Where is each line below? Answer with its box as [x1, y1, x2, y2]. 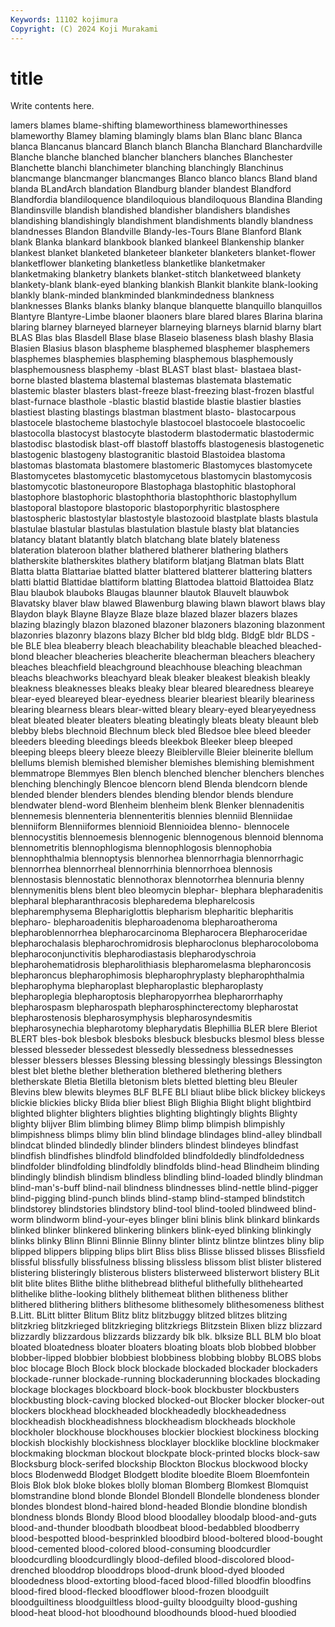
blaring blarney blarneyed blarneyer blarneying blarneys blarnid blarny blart [10, 321, 322, 333]
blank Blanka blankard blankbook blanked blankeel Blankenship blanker [10, 236, 305, 248]
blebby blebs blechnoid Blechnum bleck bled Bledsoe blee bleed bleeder [10, 725, 312, 737]
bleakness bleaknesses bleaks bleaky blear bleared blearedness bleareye [10, 682, 315, 695]
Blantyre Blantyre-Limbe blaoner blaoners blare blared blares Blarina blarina [10, 311, 323, 323]
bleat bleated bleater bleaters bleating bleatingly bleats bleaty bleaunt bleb [10, 714, 319, 726]
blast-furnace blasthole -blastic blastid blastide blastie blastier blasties [10, 396, 302, 408]
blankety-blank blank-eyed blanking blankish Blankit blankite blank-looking [10, 279, 319, 291]
